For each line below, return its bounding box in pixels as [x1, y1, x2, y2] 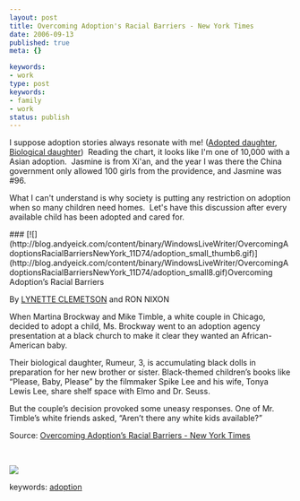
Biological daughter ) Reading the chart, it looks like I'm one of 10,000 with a [9, 147, 290, 158]
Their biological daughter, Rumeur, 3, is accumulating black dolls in [9, 358, 257, 368]
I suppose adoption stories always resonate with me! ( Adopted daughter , [9, 137, 278, 148]
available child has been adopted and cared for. [9, 212, 185, 222]
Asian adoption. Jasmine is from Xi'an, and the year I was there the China [9, 156, 282, 167]
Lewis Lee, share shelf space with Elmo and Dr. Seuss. [9, 386, 210, 397]
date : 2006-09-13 [9, 30, 74, 39]
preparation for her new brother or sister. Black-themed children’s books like [9, 367, 291, 377]
